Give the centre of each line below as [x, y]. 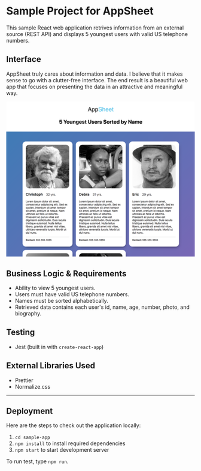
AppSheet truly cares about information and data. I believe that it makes [95, 74]
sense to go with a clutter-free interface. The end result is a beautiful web [97, 80]
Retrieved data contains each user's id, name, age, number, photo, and [102, 307]
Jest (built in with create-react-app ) [59, 347]
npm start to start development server [62, 450]
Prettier [24, 380]
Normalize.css [33, 386]
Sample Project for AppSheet [80, 11]
